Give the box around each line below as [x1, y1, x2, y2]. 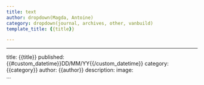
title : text [6, 8, 36, 15]
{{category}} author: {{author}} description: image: [6, 66, 134, 73]
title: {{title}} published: [6, 53, 65, 61]
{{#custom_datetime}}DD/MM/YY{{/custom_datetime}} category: [6, 60, 169, 67]
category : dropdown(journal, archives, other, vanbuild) [6, 20, 154, 26]
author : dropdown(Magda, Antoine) [6, 15, 94, 21]
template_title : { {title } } [6, 25, 75, 32]
